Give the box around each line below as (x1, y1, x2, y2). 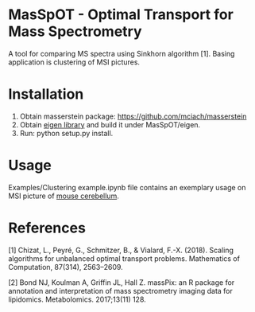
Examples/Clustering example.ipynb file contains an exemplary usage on (8, 182, 246, 192)
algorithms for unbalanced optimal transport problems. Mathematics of (8, 253, 241, 263)
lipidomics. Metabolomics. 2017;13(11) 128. (8, 294, 147, 304)
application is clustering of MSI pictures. (8, 57, 141, 67)
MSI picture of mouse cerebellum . (8, 191, 119, 201)
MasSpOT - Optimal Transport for (8, 6, 234, 24)
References (8, 219, 86, 236)
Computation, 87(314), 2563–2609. (8, 262, 123, 271)
